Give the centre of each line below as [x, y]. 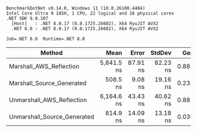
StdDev [161, 53]
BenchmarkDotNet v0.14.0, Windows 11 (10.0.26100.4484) [76, 8]
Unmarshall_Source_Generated [52, 117]
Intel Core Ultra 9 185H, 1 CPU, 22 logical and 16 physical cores [90, 13]
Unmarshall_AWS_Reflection [48, 100]
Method [51, 53]
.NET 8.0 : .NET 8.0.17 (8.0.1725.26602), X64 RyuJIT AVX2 [85, 29]
